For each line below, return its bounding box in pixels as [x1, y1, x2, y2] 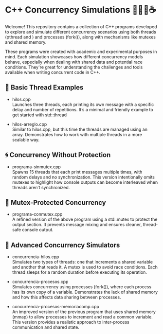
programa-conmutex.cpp [12, 211, 63, 217]
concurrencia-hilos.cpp [12, 254, 59, 260]
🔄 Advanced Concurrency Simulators [5, 241, 120, 249]
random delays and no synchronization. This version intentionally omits [12, 174, 155, 180]
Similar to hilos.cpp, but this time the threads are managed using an [12, 126, 147, 132]
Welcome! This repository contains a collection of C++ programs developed [5, 23, 157, 30]
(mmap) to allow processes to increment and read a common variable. [12, 314, 153, 320]
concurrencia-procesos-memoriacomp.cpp [12, 304, 100, 310]
